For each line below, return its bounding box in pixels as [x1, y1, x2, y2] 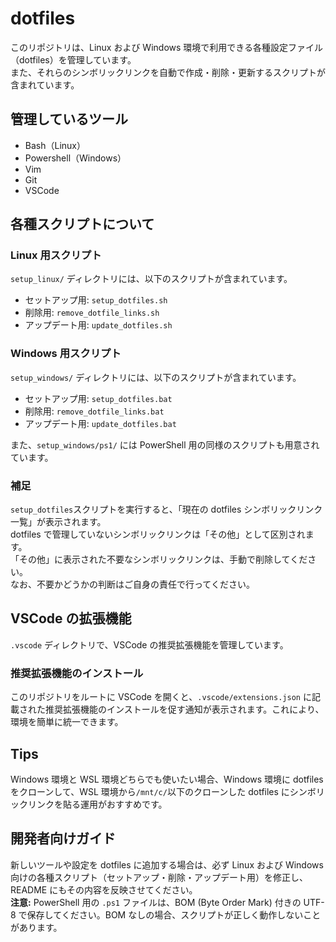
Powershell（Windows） [24, 152, 127, 164]
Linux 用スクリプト [10, 248, 102, 262]
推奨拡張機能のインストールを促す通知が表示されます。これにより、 [44, 703, 325, 716]
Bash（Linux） [24, 139, 86, 151]
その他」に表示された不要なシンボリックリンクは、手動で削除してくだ [18, 553, 308, 566]
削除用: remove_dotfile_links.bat [24, 405, 165, 417]
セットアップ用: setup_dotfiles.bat [24, 392, 173, 404]
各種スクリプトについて [10, 216, 155, 233]
